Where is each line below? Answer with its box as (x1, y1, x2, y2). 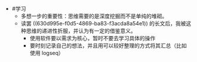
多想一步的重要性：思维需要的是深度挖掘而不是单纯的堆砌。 (20, 12, 168, 19)
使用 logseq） (29, 50, 64, 56)
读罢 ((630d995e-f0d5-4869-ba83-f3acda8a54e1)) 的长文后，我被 (20, 20, 186, 27)
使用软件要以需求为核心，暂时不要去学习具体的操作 (29, 35, 156, 41)
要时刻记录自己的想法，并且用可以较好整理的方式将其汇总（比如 (29, 42, 187, 49)
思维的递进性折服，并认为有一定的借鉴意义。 (26, 27, 136, 34)
